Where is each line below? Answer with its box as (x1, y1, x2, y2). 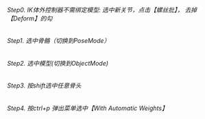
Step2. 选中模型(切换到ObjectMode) (7, 59, 108, 67)
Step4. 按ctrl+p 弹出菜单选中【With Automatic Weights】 (7, 104, 168, 112)
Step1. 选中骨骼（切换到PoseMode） (7, 37, 110, 45)
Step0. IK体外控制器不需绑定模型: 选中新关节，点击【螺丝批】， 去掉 (7, 5, 197, 14)
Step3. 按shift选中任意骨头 (7, 81, 82, 90)
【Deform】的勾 (7, 14, 53, 23)
